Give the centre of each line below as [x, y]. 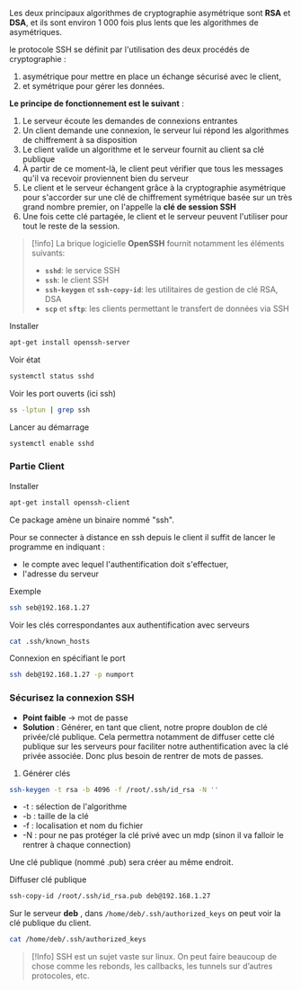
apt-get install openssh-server [70, 343]
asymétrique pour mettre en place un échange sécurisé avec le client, [151, 76]
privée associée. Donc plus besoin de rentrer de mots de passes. [142, 755]
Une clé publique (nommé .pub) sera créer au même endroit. [121, 862]
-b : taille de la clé [55, 816]
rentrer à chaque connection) [76, 845]
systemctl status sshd [52, 376]
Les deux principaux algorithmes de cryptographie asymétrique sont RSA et [150, 13]
